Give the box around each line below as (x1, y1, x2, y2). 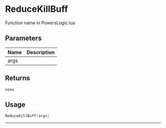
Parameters (5, 34, 42, 43)
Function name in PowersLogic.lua (5, 20, 75, 26)
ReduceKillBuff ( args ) (5, 114, 50, 119)
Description (26, 48, 55, 55)
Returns (5, 74, 31, 83)
